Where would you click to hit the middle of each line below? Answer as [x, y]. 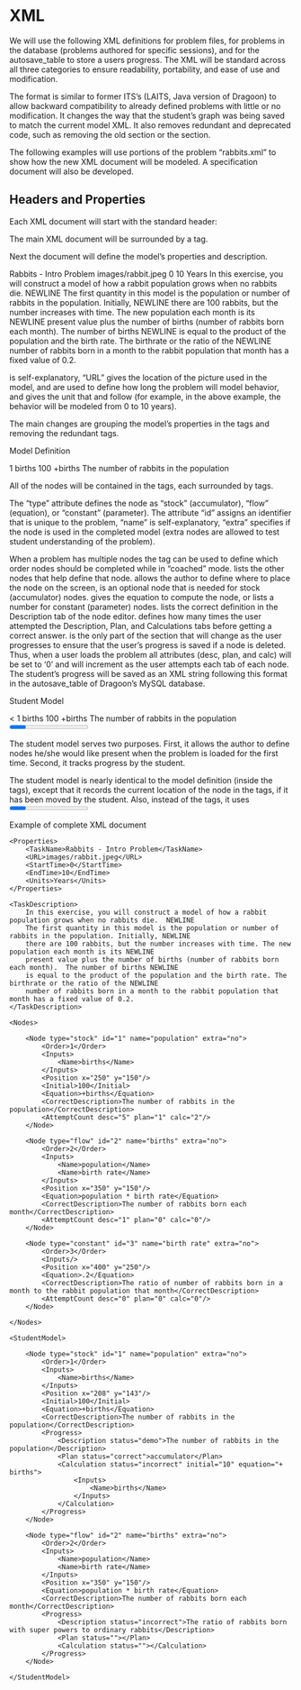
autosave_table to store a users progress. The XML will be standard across [147, 59]
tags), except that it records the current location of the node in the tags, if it [149, 790]
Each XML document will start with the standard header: [113, 221]
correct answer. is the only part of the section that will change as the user [146, 635]
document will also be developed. [72, 171]
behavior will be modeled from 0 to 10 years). [93, 406]
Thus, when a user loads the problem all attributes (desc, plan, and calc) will [150, 654]
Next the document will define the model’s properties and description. [138, 256]
